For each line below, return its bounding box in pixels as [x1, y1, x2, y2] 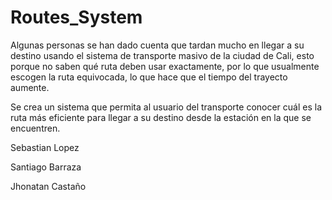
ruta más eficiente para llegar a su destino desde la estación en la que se [10, 111, 312, 123]
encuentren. [10, 122, 61, 134]
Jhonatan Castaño [10, 180, 87, 192]
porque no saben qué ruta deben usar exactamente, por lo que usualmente [10, 60, 320, 72]
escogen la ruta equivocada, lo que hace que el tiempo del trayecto [10, 71, 288, 83]
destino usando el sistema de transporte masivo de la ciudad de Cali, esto [10, 49, 315, 61]
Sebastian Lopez [10, 141, 80, 153]
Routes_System [10, 6, 143, 29]
